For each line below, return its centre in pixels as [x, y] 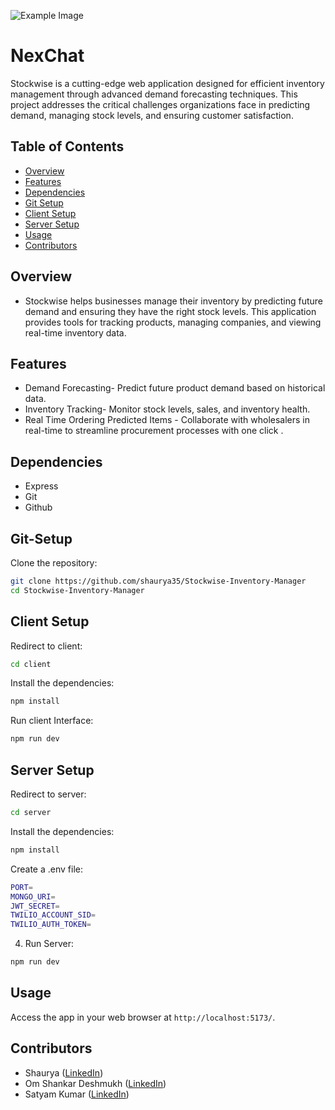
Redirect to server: [48, 794]
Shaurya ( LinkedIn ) [64, 1072]
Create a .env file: [46, 869]
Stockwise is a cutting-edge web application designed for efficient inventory [167, 83]
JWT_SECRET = [35, 906]
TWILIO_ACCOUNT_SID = [53, 915]
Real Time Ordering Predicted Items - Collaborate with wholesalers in [167, 420]
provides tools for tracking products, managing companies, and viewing [173, 322]
